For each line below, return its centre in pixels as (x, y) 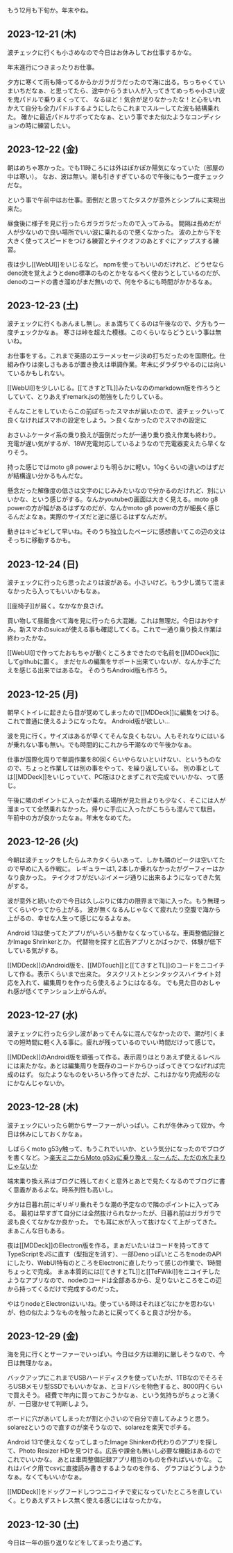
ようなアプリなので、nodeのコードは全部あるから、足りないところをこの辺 (114, 1280)
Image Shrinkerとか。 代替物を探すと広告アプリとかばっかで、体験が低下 (117, 941)
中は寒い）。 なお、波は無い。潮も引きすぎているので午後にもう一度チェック (116, 176)
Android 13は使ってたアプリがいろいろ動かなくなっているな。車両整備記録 (113, 933)
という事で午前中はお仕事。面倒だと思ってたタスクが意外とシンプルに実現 (113, 200)
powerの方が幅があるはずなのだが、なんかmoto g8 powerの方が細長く (108, 508)
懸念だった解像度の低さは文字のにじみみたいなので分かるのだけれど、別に (113, 491)
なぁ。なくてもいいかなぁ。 (46, 1477)
